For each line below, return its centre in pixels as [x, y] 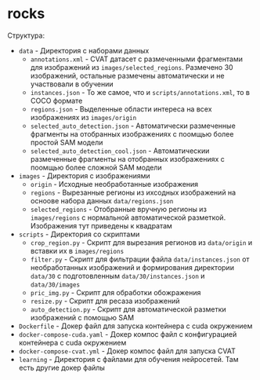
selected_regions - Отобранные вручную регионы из [118, 209]
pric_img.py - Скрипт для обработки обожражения [116, 292]
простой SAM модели [67, 142]
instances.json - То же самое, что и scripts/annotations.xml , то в [140, 92]
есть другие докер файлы [61, 367]
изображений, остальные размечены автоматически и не [127, 75]
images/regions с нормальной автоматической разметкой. [128, 217]
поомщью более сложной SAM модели [96, 167]
